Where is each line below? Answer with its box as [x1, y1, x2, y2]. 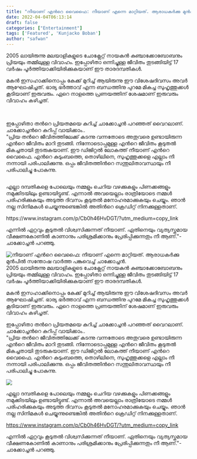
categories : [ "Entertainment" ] [6, 25, 83, 31]
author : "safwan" [6, 36, 49, 42]
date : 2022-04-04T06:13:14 [6, 14, 72, 20]
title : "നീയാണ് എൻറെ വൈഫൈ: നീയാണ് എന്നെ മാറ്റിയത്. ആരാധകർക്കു [6, 8, 181, 15]
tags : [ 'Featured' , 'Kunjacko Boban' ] [6, 31, 101, 36]
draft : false [6, 19, 38, 25]
